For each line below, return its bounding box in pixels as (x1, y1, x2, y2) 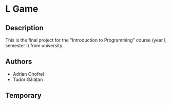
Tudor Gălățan (12, 76, 43, 82)
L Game (5, 3, 39, 15)
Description (5, 24, 44, 32)
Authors (5, 57, 32, 66)
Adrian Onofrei (12, 71, 45, 77)
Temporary (5, 91, 42, 100)
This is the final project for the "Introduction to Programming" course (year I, (5, 37, 167, 43)
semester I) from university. (5, 43, 64, 49)
